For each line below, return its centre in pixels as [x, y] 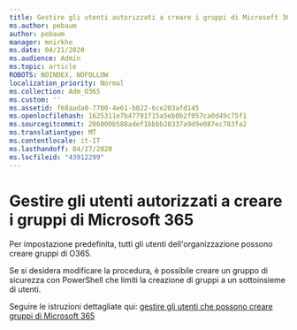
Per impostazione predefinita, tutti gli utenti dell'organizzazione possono [141, 244]
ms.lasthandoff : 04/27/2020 [61, 149]
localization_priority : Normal [67, 83]
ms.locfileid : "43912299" [57, 157]
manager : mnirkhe [41, 42]
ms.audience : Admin [45, 58]
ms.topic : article [43, 67]
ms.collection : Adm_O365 [55, 91]
